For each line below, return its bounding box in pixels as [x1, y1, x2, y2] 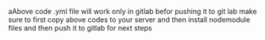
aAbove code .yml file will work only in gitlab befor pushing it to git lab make [8, 7, 258, 16]
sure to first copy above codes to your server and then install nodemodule [8, 15, 251, 24]
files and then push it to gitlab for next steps [8, 24, 152, 32]
